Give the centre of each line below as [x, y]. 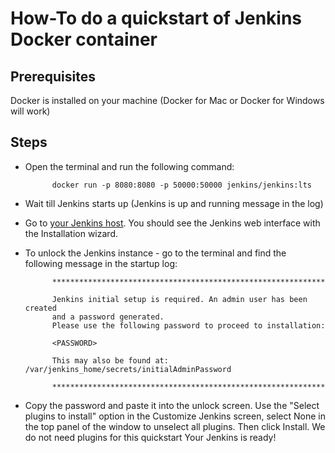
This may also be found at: [110, 360]
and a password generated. [108, 317]
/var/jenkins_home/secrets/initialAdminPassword [128, 369]
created [40, 308]
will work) [30, 111]
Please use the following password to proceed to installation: [188, 325]
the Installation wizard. [71, 233]
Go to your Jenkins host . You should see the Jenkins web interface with [172, 223]
